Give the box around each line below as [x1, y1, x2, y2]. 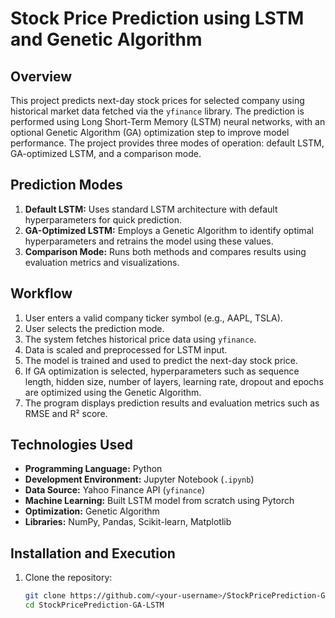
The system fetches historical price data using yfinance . [24, 333, 257, 345]
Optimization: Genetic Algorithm [24, 505, 160, 517]
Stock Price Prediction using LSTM [10, 7, 305, 30]
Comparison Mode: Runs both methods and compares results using [24, 245, 307, 257]
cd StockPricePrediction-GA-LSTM [24, 600, 165, 611]
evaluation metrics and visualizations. [24, 256, 180, 268]
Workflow [10, 285, 73, 302]
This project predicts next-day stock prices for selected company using [10, 95, 305, 106]
